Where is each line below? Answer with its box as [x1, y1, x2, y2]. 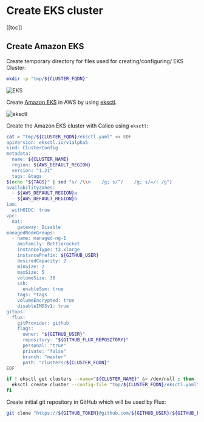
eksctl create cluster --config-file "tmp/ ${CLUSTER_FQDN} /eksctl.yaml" [12, 382, 200, 388]
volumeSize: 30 [17, 274, 56, 281]
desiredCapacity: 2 [17, 257, 67, 264]
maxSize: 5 [17, 269, 45, 275]
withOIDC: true [12, 207, 50, 213]
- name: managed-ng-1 [12, 235, 67, 242]
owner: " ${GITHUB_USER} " [22, 332, 86, 338]
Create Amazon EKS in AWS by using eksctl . [6, 98, 117, 106]
